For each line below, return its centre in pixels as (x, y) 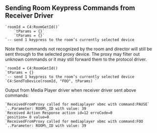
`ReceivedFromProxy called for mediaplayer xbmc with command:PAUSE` (78, 104)
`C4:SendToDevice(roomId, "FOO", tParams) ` (51, 81)
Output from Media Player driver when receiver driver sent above (71, 90)
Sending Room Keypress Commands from (70, 8)
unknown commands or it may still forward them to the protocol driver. (76, 59)
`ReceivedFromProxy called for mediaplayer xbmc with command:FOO (74, 121)
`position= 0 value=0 (27, 117)
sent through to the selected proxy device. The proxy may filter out (73, 54)
